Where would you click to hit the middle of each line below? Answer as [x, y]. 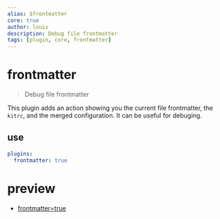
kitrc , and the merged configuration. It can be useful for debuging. [105, 115]
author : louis [28, 27]
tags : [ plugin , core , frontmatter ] [59, 40]
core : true [23, 20]
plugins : [20, 154]
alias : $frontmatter [38, 14]
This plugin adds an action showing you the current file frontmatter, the [110, 108]
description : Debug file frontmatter [63, 33]
